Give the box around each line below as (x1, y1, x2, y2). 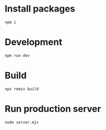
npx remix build (5, 86, 39, 91)
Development (5, 36, 63, 48)
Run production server (5, 103, 101, 114)
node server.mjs (5, 119, 39, 125)
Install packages (5, 3, 75, 15)
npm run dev (5, 53, 30, 58)
